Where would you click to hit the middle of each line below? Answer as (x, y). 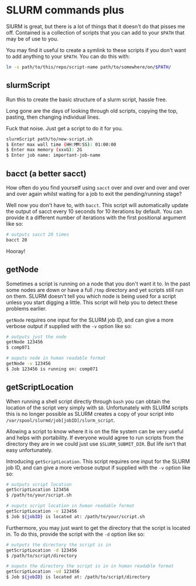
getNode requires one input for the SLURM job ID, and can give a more (90, 320)
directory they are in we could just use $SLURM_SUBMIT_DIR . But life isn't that (96, 444)
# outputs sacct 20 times (37, 235)
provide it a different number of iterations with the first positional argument (96, 218)
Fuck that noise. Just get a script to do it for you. (65, 128)
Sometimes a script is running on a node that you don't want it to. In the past (98, 284)
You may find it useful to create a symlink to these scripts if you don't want (96, 50)
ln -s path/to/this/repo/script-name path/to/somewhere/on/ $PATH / (89, 67)
